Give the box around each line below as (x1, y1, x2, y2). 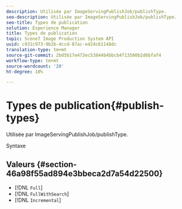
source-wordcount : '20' (6, 63, 65, 69)
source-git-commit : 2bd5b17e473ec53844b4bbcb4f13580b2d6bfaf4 (6, 52, 161, 58)
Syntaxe (6, 142, 26, 150)
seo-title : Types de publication (6, 19, 88, 25)
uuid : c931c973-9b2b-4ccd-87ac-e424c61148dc (6, 42, 117, 48)
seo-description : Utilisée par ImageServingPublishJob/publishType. (6, 14, 177, 20)
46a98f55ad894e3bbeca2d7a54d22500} (6, 168, 163, 178)
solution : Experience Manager (6, 25, 80, 31)
